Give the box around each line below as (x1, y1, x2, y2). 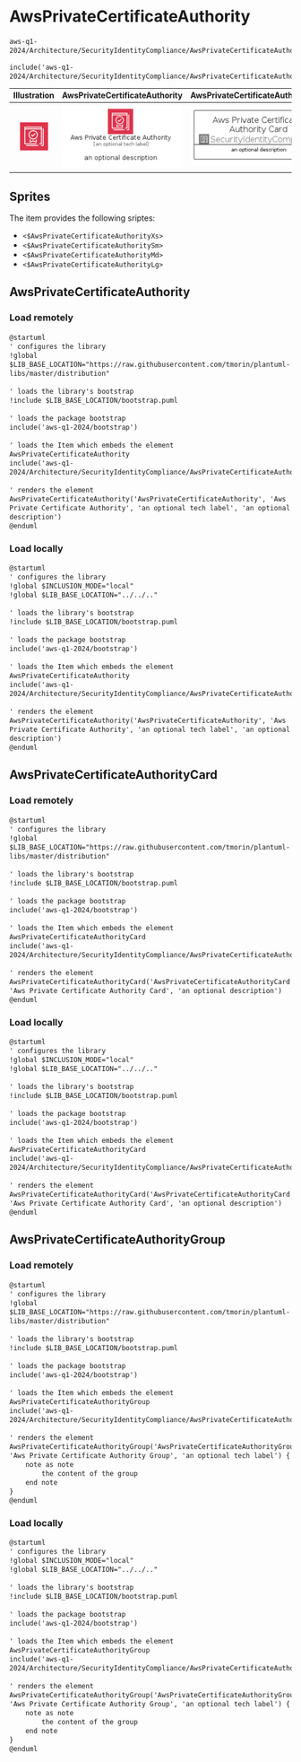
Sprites (9, 188, 51, 204)
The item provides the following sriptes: (9, 213, 156, 223)
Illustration (13, 90, 56, 100)
